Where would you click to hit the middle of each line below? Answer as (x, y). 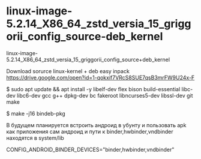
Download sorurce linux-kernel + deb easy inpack (68, 71)
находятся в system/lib (35, 138)
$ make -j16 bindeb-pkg (36, 113)
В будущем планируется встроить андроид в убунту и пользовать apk (96, 125)
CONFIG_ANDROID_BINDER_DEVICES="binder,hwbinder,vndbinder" (90, 149)
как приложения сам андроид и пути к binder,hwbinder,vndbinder (90, 131)
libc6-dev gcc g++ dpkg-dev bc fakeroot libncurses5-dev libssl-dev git (105, 95)
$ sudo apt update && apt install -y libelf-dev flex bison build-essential (93, 89)
